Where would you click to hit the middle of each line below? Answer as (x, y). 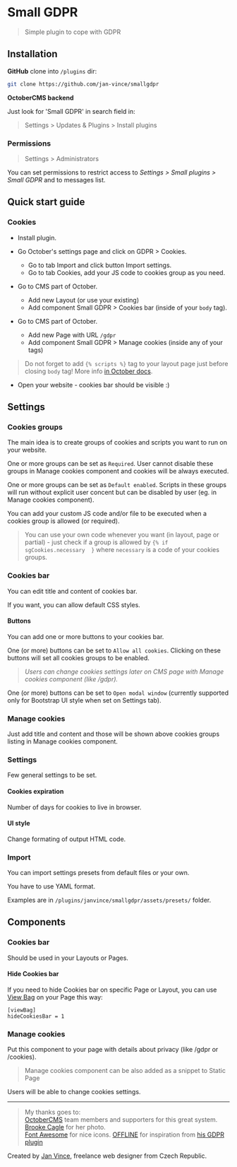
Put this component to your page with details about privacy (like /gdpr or (113, 1050)
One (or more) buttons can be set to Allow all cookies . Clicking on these (114, 650)
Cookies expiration (36, 791)
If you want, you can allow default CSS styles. (74, 604)
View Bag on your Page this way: (55, 997)
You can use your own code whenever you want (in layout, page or (122, 535)
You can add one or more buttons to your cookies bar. (86, 636)
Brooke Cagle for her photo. (65, 1127)
